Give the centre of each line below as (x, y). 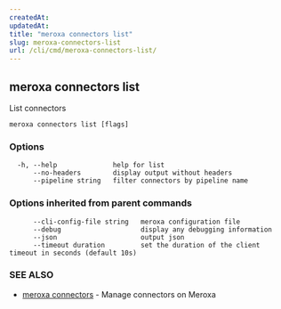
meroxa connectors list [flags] (69, 124)
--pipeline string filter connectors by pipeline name (140, 181)
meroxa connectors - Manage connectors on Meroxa (119, 294)
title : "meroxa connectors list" (71, 34)
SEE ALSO (32, 275)
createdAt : (29, 17)
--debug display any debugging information (153, 229)
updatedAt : (29, 26)
